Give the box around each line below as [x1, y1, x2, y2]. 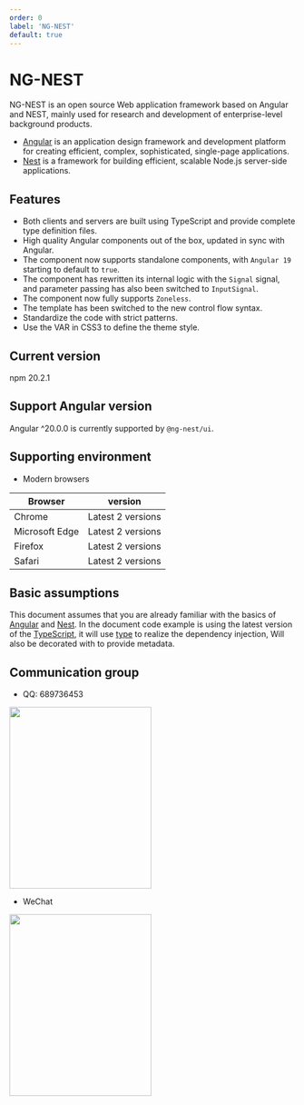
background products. [9, 119, 93, 130]
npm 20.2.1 [9, 372, 51, 383]
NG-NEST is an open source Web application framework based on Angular [9, 99, 289, 110]
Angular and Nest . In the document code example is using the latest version [9, 619, 293, 630]
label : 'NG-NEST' [9, 22, 75, 31]
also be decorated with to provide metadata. [9, 638, 175, 650]
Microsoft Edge [14, 524, 80, 537]
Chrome [14, 510, 48, 523]
